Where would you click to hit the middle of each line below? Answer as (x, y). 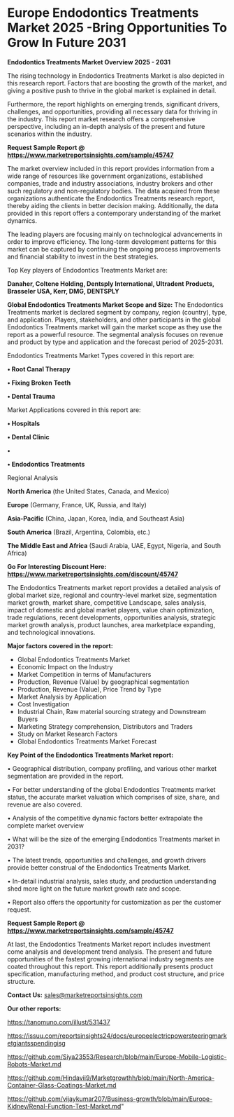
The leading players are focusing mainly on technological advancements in (115, 234)
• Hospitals (24, 423)
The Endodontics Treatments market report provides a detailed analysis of (114, 587)
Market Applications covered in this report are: (74, 410)
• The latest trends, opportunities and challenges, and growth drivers (107, 860)
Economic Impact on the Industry (65, 666)
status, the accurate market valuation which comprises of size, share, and (114, 797)
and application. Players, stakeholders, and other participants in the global (114, 320)
